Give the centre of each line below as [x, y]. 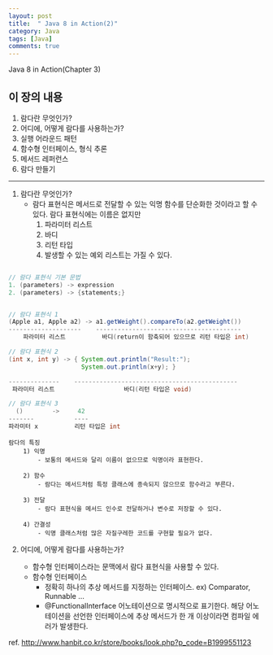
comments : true [34, 46]
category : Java [34, 31]
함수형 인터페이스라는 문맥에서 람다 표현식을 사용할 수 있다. [126, 566]
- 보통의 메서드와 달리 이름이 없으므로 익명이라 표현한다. [121, 460]
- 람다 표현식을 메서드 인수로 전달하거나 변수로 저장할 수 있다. [130, 509]
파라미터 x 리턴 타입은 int [65, 427]
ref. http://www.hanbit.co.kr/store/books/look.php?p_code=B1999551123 [130, 642]
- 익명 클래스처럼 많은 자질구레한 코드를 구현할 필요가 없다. [126, 533]
